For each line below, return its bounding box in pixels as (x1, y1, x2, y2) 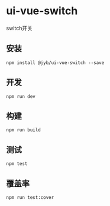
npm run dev (6, 93, 35, 99)
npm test (6, 161, 28, 167)
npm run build (6, 127, 41, 133)
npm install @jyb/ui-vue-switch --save (6, 59, 105, 66)
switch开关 (6, 24, 33, 31)
